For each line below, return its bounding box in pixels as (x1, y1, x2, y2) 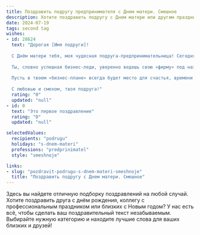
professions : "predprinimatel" (11, 146, 89, 152)
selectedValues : (6, 130, 46, 136)
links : (6, 163, 23, 169)
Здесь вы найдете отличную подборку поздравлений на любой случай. (6, 190, 189, 198)
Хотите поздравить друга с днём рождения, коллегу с (6, 197, 145, 204)
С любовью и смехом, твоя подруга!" (11, 86, 102, 92)
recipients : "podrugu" (11, 136, 68, 142)
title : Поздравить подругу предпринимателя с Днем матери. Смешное (6, 8, 177, 15)
